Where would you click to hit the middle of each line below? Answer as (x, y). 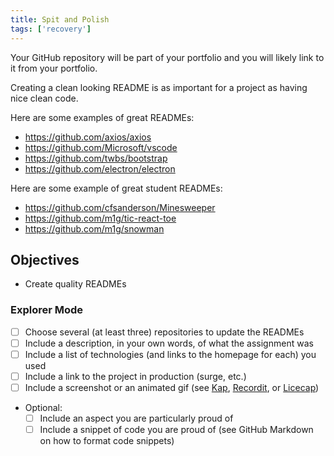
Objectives (45, 259)
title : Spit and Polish (60, 19)
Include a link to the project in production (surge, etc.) (135, 376)
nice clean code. (44, 98)
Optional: (43, 407)
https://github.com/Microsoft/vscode (101, 147)
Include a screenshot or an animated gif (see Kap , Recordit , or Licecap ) (172, 387)
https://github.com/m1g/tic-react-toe (100, 218)
